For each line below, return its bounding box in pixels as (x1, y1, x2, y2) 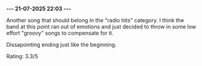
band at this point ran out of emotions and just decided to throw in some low (6, 23, 197, 30)
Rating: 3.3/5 (6, 53, 38, 59)
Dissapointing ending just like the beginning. (6, 41, 117, 48)
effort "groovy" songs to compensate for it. (6, 29, 114, 37)
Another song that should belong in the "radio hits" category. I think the (6, 17, 184, 23)
